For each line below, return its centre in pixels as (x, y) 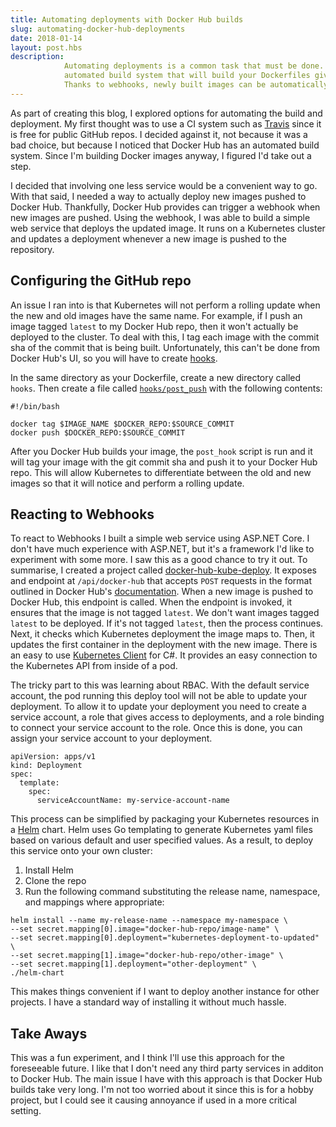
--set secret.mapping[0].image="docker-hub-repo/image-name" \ (145, 929)
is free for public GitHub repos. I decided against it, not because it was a (159, 134)
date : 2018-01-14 (46, 38)
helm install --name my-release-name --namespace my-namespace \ (149, 921)
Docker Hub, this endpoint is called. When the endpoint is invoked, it (151, 602)
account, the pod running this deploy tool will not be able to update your (159, 696)
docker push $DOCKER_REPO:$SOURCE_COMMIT (98, 432)
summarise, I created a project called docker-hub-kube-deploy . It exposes (164, 570)
